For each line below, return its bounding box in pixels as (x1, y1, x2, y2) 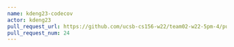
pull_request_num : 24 (7, 29, 70, 37)
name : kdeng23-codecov (7, 10, 73, 17)
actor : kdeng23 (7, 17, 52, 23)
